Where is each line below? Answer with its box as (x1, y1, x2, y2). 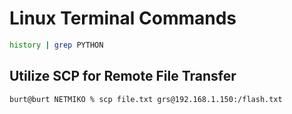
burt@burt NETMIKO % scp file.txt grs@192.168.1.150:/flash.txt (9, 94, 283, 104)
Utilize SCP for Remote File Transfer (9, 68, 237, 85)
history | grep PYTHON (9, 40, 104, 50)
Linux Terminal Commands (9, 7, 237, 30)
